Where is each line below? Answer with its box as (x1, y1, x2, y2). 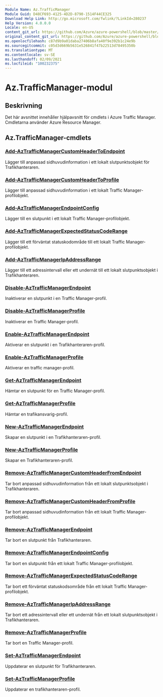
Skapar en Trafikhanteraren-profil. (5, 457, 74, 464)
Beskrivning (5, 101, 43, 110)
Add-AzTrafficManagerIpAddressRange (5, 256, 101, 263)
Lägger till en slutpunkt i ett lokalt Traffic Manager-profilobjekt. (5, 216, 130, 221)
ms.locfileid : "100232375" (5, 61, 60, 66)
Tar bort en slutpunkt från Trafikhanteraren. (5, 537, 92, 543)
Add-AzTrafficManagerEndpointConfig (5, 205, 99, 212)
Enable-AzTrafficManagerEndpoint (5, 331, 90, 337)
